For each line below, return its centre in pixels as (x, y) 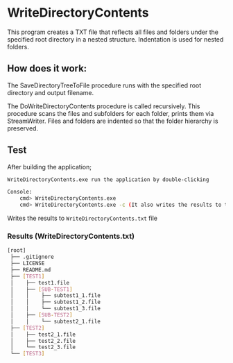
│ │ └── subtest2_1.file (55, 321)
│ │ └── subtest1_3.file (55, 309)
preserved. (23, 128)
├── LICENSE (27, 264)
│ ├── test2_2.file (43, 341)
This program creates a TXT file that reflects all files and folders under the (113, 32)
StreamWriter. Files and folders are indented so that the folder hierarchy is (113, 121)
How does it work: (47, 68)
